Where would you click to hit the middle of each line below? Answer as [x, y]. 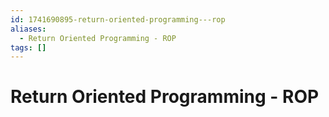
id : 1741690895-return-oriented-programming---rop [118, 19]
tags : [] [28, 47]
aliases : [28, 29]
